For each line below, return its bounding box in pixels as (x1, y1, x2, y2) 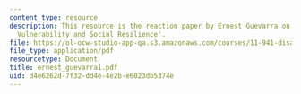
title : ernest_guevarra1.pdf (9, 64, 118, 73)
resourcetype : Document (9, 55, 99, 64)
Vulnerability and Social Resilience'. (17, 30, 167, 38)
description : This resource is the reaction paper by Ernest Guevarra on (9, 21, 291, 30)
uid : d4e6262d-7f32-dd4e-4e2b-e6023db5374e (9, 72, 175, 81)
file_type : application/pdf (9, 47, 115, 56)
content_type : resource (9, 13, 99, 22)
